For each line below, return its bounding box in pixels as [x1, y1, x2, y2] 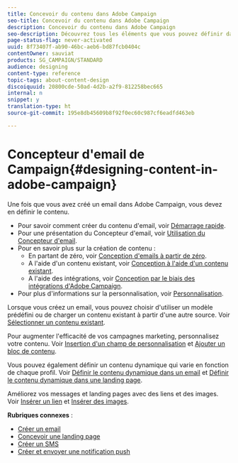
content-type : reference [7, 70, 81, 77]
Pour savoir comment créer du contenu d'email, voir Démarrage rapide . [17, 221, 226, 229]
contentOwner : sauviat [7, 50, 74, 58]
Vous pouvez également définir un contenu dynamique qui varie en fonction [7, 360, 229, 369]
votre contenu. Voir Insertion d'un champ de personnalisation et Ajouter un [7, 339, 225, 348]
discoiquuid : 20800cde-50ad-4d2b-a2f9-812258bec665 [7, 83, 163, 90]
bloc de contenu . [7, 347, 57, 355]
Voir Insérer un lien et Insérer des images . [7, 397, 130, 405]
